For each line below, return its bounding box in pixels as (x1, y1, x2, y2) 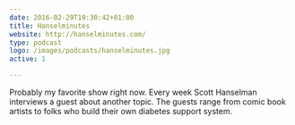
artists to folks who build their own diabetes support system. (9, 106, 233, 116)
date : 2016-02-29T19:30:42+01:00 (9, 12, 134, 22)
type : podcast (9, 37, 63, 47)
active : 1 (9, 54, 47, 63)
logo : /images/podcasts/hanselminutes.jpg (9, 46, 170, 55)
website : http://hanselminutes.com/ (9, 29, 146, 38)
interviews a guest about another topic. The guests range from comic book (9, 96, 287, 107)
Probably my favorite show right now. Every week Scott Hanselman (9, 87, 257, 97)
